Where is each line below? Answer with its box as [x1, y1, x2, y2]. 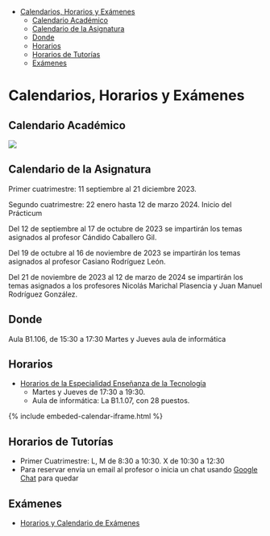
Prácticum [8, 208, 43, 218]
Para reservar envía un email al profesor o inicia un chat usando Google [19, 465, 258, 475]
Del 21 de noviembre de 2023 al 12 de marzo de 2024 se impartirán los [8, 272, 243, 281]
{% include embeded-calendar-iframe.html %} [8, 411, 164, 422]
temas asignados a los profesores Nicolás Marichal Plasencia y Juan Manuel [8, 280, 263, 290]
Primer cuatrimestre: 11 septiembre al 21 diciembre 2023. [8, 184, 197, 193]
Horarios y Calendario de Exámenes [19, 518, 140, 528]
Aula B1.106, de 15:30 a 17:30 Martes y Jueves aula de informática [8, 334, 226, 343]
